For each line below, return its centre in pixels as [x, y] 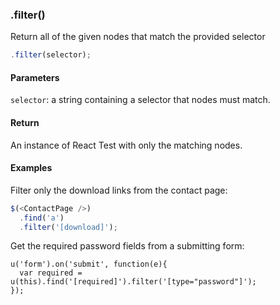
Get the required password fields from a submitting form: [127, 246]
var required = [51, 273]
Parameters [35, 77]
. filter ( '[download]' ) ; [68, 227]
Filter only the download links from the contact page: [119, 190]
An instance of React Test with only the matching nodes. [126, 145]
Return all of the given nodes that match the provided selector [138, 37]
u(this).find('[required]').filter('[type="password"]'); [133, 282]
